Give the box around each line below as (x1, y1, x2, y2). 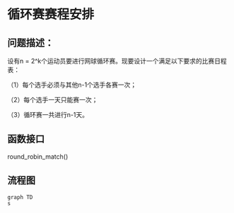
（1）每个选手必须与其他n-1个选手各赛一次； (7, 80, 137, 89)
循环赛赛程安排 (7, 6, 95, 23)
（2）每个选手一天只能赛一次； (7, 96, 98, 104)
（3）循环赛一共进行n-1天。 (7, 111, 89, 118)
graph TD (7, 193, 33, 201)
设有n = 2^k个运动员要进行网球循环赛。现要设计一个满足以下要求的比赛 (7, 57, 215, 65)
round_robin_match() (7, 152, 69, 161)
